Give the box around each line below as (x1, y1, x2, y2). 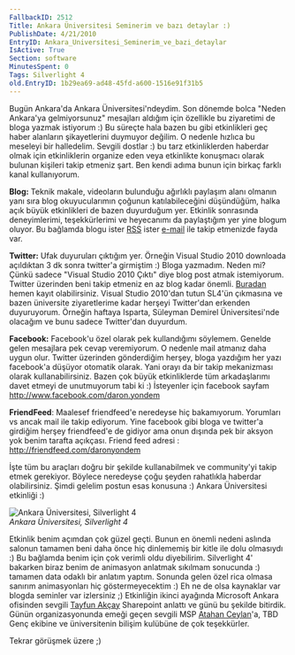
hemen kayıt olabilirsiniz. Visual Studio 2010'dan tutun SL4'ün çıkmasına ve (9, 288, 283, 298)
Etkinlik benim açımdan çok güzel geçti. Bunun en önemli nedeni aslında (9, 533, 271, 544)
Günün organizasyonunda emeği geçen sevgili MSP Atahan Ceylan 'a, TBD (9, 608, 279, 620)
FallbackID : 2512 (9, 12, 73, 22)
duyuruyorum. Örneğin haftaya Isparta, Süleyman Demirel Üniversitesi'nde (9, 306, 280, 317)
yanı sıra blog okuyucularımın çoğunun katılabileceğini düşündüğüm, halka (9, 196, 281, 206)
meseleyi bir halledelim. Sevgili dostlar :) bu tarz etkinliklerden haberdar (9, 141, 269, 151)
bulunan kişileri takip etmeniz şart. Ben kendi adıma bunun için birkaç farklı (9, 159, 282, 170)
